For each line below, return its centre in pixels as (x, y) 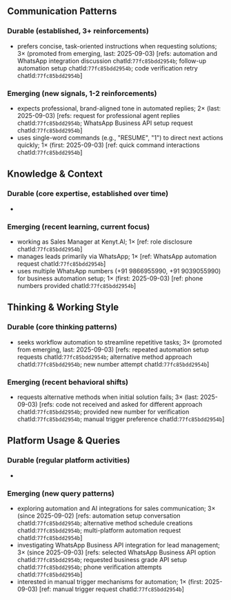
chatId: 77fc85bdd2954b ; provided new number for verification (103, 412)
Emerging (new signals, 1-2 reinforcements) (82, 93)
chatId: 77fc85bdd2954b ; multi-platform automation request (99, 530)
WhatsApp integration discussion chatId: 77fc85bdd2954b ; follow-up (112, 61)
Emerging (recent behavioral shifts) (68, 382)
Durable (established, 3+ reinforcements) (78, 31)
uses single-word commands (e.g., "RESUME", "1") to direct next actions (120, 137)
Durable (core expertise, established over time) (88, 194)
